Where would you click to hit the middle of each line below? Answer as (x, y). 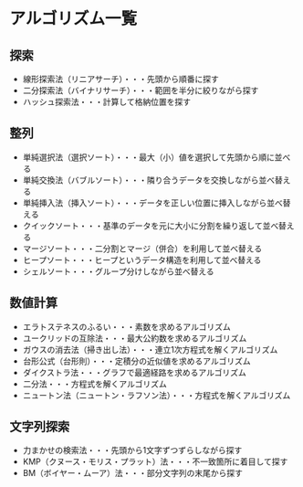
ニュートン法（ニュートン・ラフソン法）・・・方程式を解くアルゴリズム (157, 395)
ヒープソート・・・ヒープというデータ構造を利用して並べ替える (142, 259)
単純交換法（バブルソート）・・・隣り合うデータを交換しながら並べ (149, 180)
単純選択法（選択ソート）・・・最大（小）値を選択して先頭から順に (149, 157)
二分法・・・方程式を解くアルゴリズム (94, 384)
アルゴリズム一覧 (73, 19)
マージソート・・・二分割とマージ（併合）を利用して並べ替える (142, 249)
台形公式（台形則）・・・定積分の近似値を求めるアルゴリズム (136, 361)
